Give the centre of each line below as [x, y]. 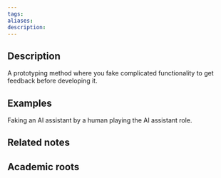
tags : [15, 14]
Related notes [38, 143]
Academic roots [43, 167]
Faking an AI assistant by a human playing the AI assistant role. [100, 120]
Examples [30, 103]
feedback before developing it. [52, 81]
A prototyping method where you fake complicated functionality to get [110, 73]
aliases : [20, 21]
